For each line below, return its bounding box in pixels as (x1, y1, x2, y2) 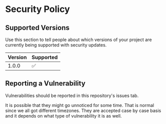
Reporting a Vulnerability (5, 79, 86, 88)
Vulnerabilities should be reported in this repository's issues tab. (5, 92, 139, 98)
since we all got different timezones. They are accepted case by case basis (5, 107, 161, 113)
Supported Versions (5, 23, 69, 32)
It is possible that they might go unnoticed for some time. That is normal (5, 102, 154, 108)
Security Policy (5, 3, 70, 15)
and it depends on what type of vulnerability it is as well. (5, 112, 122, 118)
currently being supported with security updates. (5, 42, 107, 48)
